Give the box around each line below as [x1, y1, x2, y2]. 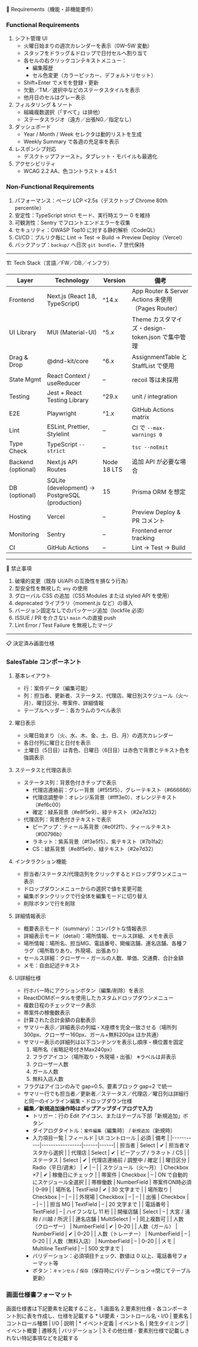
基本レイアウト [14, 672, 51, 679]
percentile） [14, 204, 45, 211]
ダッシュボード [14, 123, 51, 130]
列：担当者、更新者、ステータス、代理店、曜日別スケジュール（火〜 [23, 692, 189, 699]
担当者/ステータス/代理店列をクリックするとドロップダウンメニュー [23, 870, 187, 878]
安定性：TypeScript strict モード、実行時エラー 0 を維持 [14, 212, 150, 219]
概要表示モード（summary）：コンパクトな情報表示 [23, 925, 147, 932]
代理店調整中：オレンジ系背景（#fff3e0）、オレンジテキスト [32, 793, 177, 801]
